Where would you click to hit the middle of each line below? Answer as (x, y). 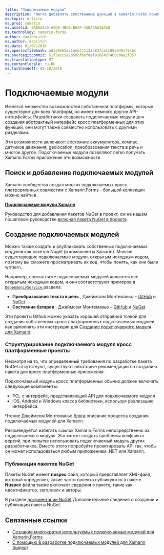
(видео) (20, 547)
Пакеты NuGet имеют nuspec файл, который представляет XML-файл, (78, 474)
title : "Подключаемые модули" (36, 10)
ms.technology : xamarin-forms (36, 32)
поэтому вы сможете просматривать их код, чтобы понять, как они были (82, 262)
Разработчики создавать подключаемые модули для (88, 117)
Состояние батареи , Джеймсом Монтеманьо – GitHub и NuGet (79, 307)
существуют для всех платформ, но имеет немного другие (67, 111)
